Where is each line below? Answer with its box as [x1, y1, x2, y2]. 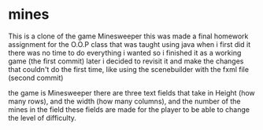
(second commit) [8, 73, 64, 82]
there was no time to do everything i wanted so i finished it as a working [8, 48, 242, 57]
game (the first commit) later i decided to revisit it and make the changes [8, 56, 244, 66]
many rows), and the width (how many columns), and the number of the [8, 96, 241, 106]
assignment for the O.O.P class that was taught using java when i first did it [8, 39, 251, 49]
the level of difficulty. [8, 113, 77, 122]
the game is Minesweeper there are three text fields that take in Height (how [8, 88, 256, 97]
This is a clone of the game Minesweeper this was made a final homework [8, 31, 249, 41]
